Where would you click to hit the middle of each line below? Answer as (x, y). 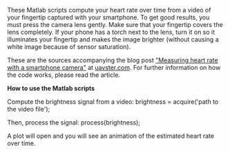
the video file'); (29, 109)
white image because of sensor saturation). (69, 47)
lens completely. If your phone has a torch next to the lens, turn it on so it (111, 32)
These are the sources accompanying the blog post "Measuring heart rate (113, 60)
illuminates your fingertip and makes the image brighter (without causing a (113, 39)
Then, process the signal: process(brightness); (74, 123)
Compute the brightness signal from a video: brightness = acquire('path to (113, 102)
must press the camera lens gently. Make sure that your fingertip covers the (115, 25)
